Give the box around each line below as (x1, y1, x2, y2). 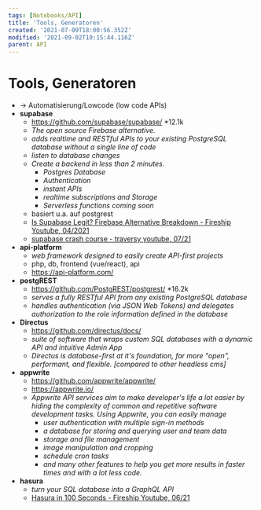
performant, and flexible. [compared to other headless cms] (31, 359, 226, 369)
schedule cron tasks (42, 451, 109, 460)
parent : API (8, 41, 47, 49)
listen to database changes (31, 151, 120, 160)
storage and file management (42, 435, 140, 444)
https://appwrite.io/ (31, 384, 94, 394)
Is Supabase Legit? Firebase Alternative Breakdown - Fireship (31, 218, 232, 227)
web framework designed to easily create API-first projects (31, 251, 224, 260)
